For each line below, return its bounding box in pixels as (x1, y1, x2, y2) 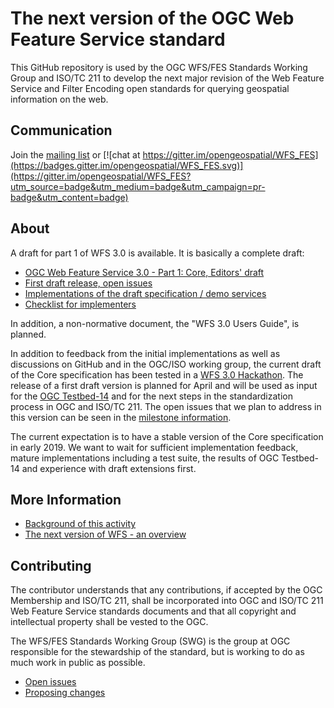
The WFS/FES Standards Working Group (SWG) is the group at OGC (10, 635, 291, 647)
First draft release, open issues (24, 277, 153, 289)
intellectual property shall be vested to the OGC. (10, 616, 209, 628)
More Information (10, 491, 122, 508)
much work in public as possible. (10, 657, 146, 669)
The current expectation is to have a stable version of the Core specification (10, 430, 324, 442)
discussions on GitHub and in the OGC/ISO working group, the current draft (10, 358, 322, 370)
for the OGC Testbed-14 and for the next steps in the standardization (10, 390, 293, 402)
